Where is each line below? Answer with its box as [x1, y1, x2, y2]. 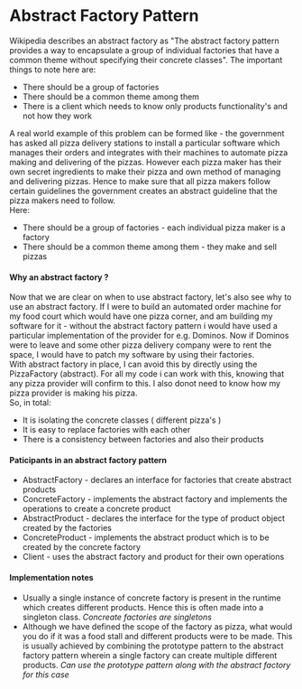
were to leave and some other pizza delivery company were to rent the [9, 340, 272, 350]
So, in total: [9, 397, 51, 408]
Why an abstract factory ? [9, 272, 109, 283]
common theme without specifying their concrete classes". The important [9, 54, 283, 65]
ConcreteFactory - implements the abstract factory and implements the [22, 494, 288, 505]
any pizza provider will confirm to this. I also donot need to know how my [9, 378, 281, 389]
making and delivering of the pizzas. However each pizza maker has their [9, 156, 282, 167]
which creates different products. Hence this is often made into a [22, 601, 264, 612]
